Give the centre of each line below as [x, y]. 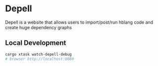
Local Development [36, 43]
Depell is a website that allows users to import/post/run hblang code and [79, 22]
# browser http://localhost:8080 [40, 59]
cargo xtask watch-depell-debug [38, 54]
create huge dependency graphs [39, 27]
